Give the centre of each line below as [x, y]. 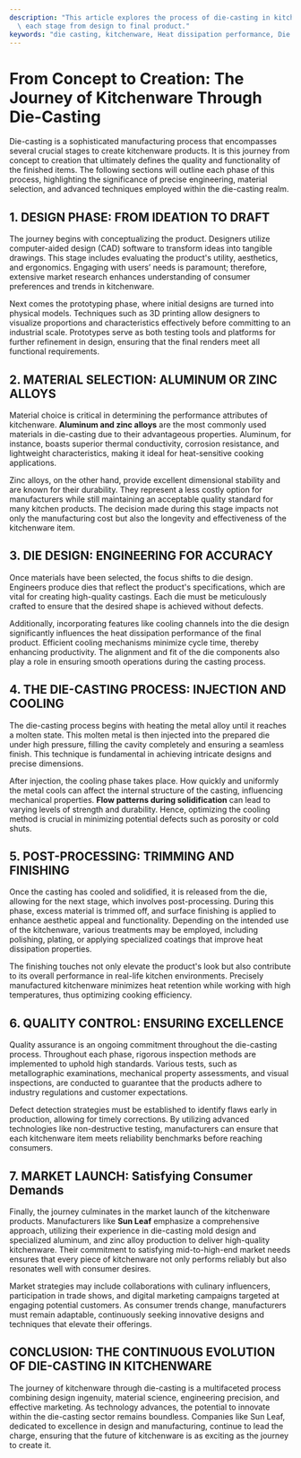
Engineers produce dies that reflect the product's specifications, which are [147, 587]
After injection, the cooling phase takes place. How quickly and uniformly [144, 781]
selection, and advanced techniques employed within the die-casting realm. [149, 189]
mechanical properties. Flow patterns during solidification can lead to [140, 799]
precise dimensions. [47, 764]
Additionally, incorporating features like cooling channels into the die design [149, 623]
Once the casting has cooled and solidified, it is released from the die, [138, 892]
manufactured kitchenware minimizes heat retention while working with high [150, 986]
